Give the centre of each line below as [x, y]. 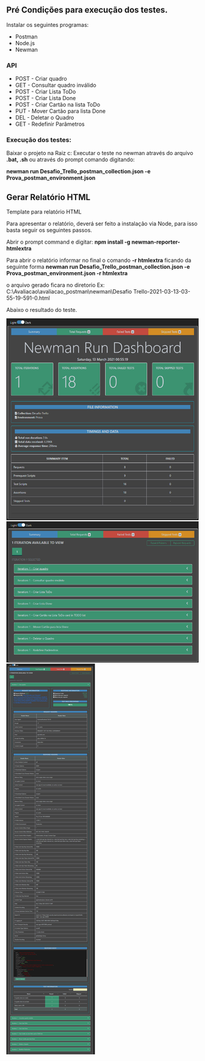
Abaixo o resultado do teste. [42, 310]
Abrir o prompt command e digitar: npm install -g [68, 242]
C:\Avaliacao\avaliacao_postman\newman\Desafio [69, 292]
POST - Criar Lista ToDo [45, 92]
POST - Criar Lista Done [45, 98]
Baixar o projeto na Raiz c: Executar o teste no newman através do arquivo [100, 153]
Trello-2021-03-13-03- [162, 292]
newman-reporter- [156, 242]
